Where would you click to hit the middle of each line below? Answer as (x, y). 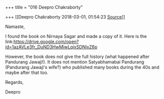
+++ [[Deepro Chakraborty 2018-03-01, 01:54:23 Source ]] (65, 17)
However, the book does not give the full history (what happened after (77, 56)
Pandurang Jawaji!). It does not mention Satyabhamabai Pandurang (75, 62)
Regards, (14, 82)
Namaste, (15, 26)
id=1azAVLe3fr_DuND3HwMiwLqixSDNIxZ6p (51, 47)
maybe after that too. (27, 72)
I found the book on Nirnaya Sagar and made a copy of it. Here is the (76, 36)
